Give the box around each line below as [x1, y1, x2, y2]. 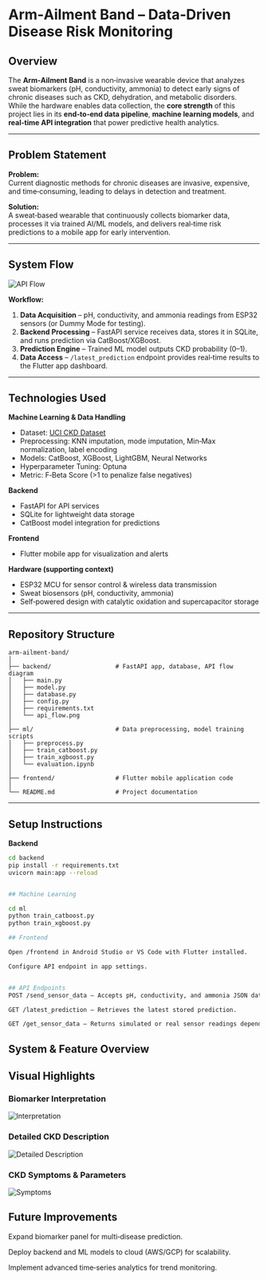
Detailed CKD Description [8, 1131, 109, 1142]
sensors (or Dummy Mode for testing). [19, 318, 146, 328]
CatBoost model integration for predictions [19, 518, 160, 528]
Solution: [8, 202, 40, 211]
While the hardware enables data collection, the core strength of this [8, 101, 235, 110]
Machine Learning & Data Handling [8, 412, 126, 422]
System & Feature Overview [8, 1042, 150, 1056]
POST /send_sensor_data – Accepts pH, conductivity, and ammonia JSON [8, 991, 248, 999]
